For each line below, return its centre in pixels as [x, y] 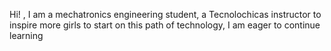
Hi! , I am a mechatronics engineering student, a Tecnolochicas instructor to [165, 14]
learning [26, 35]
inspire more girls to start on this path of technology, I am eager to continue [165, 25]
